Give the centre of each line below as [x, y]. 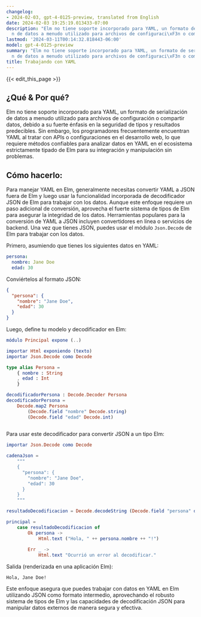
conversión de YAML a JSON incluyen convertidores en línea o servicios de [99, 221]
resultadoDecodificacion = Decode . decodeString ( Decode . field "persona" [99, 511]
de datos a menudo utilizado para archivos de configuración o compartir [95, 118]
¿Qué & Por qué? [38, 97]
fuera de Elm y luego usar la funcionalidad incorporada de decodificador [96, 196]
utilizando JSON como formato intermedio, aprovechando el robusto [90, 595]
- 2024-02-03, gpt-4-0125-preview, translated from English [83, 17]
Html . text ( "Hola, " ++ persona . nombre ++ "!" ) [99, 539]
